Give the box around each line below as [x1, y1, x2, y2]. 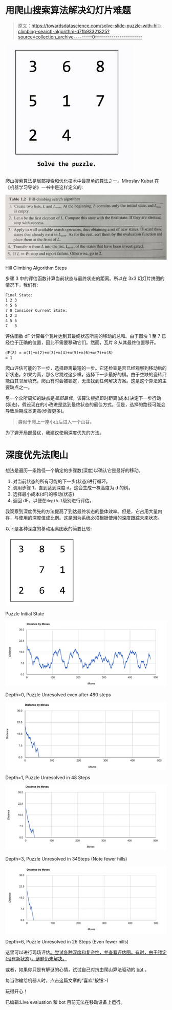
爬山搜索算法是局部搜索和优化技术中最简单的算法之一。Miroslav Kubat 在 [5, 178, 160, 184]
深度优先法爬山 [5, 449, 69, 461]
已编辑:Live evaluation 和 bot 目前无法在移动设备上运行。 [5, 999, 125, 1005]
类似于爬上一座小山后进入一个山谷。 [17, 419, 95, 425]
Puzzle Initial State [5, 611, 45, 617]
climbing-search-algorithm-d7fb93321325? [17, 28, 110, 34]
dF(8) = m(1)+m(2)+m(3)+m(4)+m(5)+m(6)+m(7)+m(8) [5, 350, 114, 356]
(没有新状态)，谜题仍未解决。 [5, 955, 68, 961]
